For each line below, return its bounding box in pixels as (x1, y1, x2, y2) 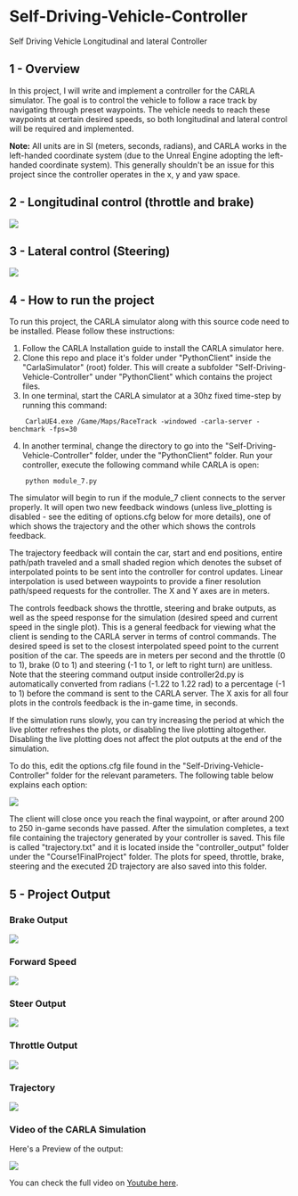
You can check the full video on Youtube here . (9, 1177, 179, 1188)
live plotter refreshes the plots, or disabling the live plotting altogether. (9, 724, 267, 735)
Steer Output (9, 997, 67, 1010)
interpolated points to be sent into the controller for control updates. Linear (9, 566, 284, 577)
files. (21, 381, 41, 392)
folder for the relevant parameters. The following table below (51, 770, 274, 781)
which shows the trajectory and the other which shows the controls (9, 521, 256, 532)
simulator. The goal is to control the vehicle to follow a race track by (9, 95, 258, 105)
